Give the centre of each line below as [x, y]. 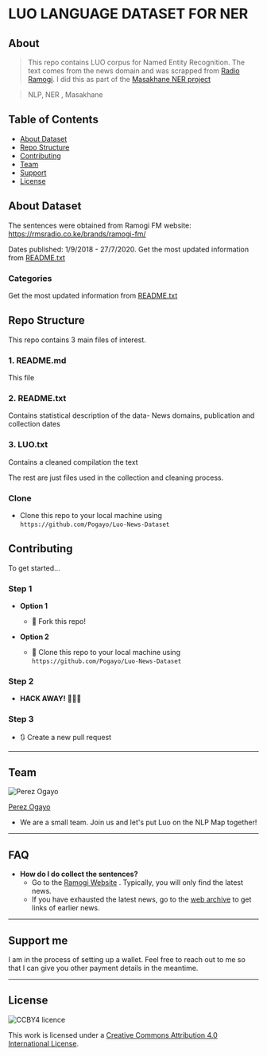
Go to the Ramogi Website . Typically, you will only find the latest [137, 883]
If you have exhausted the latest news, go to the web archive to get [141, 899]
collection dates [35, 424]
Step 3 [21, 719]
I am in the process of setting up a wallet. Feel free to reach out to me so [127, 960]
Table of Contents [54, 120]
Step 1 [20, 588]
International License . [44, 1043]
